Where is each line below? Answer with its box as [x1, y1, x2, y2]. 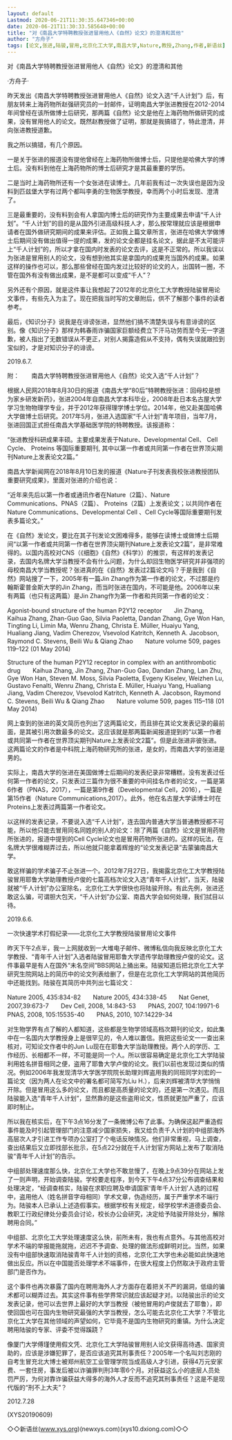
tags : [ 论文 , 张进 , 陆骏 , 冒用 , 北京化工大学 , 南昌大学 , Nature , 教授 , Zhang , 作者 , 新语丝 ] [7, 42, 226, 49]
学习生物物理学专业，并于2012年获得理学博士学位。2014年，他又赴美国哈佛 [7, 403, 222, 412]
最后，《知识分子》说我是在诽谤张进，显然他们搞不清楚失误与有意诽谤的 [7, 318, 210, 325]
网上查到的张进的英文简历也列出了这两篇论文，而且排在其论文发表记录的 [7, 719, 213, 727]
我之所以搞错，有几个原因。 [7, 141, 86, 148]
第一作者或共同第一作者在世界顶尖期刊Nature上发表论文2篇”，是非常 [21, 540, 217, 548]
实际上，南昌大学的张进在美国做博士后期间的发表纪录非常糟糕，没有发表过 [7, 768, 219, 776]
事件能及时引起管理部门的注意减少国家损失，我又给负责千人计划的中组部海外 [7, 1126, 225, 1134]
